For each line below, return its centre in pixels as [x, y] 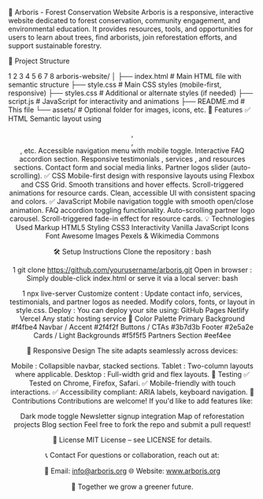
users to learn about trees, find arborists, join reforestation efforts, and [123, 37]
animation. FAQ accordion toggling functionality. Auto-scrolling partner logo [132, 210]
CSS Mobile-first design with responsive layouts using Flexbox [153, 176]
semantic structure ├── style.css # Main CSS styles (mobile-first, [115, 84]
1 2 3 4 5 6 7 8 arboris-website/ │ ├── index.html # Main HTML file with [125, 76]
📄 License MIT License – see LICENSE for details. [132, 440]
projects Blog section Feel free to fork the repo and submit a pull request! [132, 425]
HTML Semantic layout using [55, 119]
